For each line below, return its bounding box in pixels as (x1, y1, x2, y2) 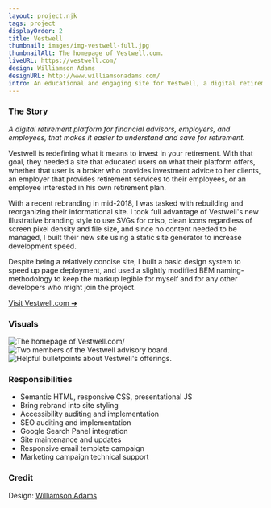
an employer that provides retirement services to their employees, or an (8, 174, 247, 184)
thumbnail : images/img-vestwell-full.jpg (8, 42, 150, 50)
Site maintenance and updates (19, 435, 122, 444)
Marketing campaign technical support (19, 452, 149, 462)
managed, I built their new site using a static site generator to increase (8, 232, 242, 242)
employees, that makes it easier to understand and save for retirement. (8, 132, 245, 142)
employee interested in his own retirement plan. (8, 182, 167, 192)
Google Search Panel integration (19, 427, 128, 436)
